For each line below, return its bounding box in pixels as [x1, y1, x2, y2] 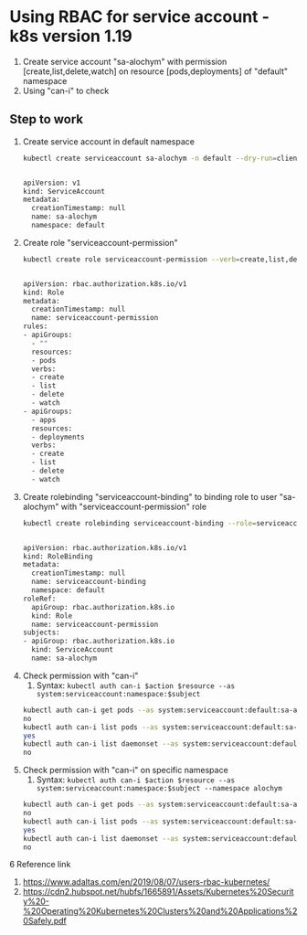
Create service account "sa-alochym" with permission [22, 56, 228, 67]
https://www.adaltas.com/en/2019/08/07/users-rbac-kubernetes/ [22, 877, 270, 887]
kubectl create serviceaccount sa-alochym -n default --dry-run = [22, 154, 277, 163]
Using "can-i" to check [22, 85, 110, 96]
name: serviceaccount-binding [31, 578, 146, 587]
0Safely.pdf [22, 916, 67, 927]
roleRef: [22, 594, 57, 603]
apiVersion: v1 [22, 178, 81, 187]
